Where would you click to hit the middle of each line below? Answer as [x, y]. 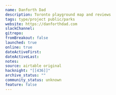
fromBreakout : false [27, 38]
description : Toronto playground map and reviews [58, 15]
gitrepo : [14, 33]
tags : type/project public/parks [40, 19]
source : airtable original [33, 66]
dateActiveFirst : [23, 52]
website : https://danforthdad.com [41, 24]
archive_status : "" [26, 75]
